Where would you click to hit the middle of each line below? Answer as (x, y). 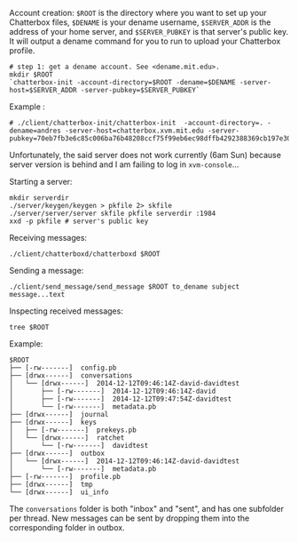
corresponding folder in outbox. (67, 527)
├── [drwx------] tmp (51, 484)
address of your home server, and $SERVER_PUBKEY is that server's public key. (149, 32)
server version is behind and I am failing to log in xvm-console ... (124, 164)
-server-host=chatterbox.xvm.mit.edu (134, 131)
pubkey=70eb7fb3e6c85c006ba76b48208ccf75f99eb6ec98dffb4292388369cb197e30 (150, 139)
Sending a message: (47, 271)
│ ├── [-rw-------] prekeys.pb (73, 430)
